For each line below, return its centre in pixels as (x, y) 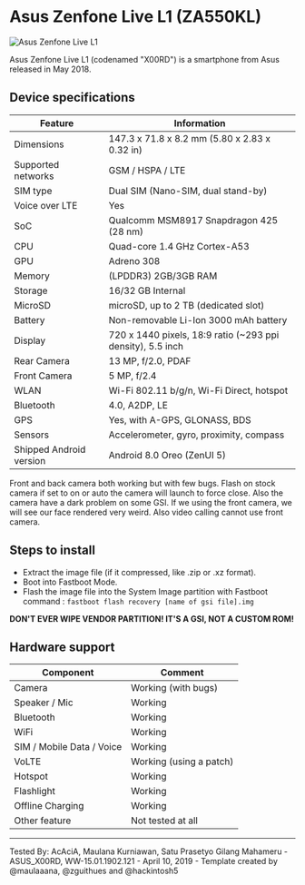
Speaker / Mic (44, 703)
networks (34, 176)
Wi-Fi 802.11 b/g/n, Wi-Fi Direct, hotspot (198, 390)
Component (68, 673)
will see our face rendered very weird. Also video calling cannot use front (147, 512)
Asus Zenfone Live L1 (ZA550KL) (135, 17)
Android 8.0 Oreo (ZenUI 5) (167, 455)
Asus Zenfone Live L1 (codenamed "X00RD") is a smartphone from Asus (144, 59)
